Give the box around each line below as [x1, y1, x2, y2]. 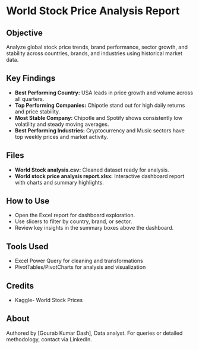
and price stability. [14, 108, 61, 115]
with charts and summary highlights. [14, 179, 104, 186]
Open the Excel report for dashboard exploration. [14, 212, 135, 219]
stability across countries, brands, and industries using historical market [6, 50, 183, 57]
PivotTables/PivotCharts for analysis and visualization [14, 264, 146, 271]
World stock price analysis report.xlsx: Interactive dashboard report [14, 172, 185, 179]
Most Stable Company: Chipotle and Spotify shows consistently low [14, 114, 183, 121]
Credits [6, 281, 34, 291]
